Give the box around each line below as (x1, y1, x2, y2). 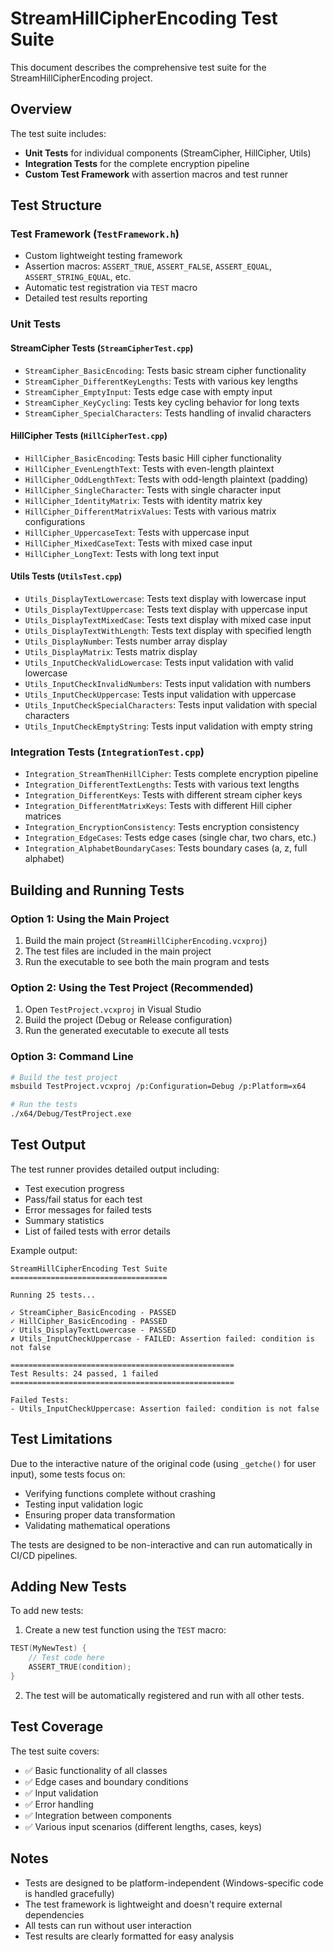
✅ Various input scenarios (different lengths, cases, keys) (24, 1820, 263, 1832)
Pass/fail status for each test (24, 1193, 143, 1205)
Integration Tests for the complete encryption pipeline (24, 157, 250, 169)
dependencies (24, 1908, 85, 1921)
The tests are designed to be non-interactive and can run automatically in (10, 1538, 313, 1551)
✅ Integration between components (24, 1809, 172, 1821)
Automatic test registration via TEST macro (24, 282, 198, 294)
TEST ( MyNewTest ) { (10, 1643, 87, 1654)
